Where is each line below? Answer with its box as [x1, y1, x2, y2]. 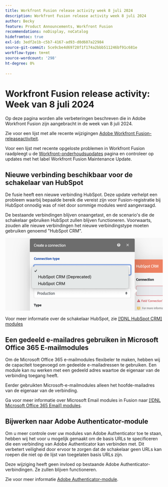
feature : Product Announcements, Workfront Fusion [5, 24, 113, 29]
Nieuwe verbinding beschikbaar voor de [5, 170, 133, 179]
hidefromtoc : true [5, 34, 43, 39]
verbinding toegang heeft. [5, 372, 59, 378]
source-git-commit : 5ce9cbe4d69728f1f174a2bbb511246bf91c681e [5, 45, 137, 50]
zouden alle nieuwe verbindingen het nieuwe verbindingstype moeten [5, 222, 149, 228]
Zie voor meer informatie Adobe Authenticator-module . [5, 476, 118, 482]
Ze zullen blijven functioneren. [34, 466, 97, 472]
